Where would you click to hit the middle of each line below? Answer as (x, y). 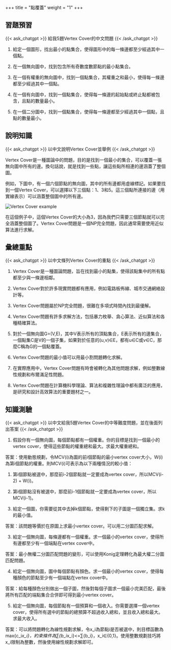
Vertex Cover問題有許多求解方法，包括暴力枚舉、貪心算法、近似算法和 (87, 317)
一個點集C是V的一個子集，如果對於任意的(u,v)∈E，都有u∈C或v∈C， (85, 340)
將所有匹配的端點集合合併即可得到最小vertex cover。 (61, 595)
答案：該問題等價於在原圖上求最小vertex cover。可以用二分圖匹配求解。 (81, 526)
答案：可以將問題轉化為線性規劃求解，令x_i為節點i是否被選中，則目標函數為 (84, 630)
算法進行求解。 (21, 230)
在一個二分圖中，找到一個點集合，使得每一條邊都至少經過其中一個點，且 (88, 112)
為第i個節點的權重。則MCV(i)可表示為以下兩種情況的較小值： (69, 464)
